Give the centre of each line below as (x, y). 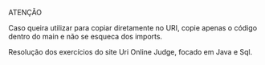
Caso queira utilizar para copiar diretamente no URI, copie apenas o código (133, 28)
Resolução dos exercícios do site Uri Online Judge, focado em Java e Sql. (130, 52)
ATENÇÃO (25, 12)
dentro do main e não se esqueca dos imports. (86, 37)
